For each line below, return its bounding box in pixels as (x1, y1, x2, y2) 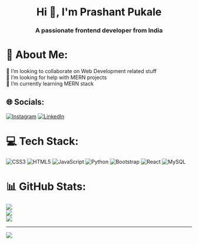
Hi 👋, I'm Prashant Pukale (36, 5, 162, 19)
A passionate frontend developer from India (35, 27, 163, 35)
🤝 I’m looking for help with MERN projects (6, 74, 107, 81)
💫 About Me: (6, 48, 68, 61)
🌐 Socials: (6, 97, 45, 107)
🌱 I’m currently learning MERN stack (6, 80, 94, 87)
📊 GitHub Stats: (6, 180, 87, 193)
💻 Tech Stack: (6, 135, 79, 148)
